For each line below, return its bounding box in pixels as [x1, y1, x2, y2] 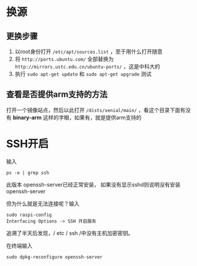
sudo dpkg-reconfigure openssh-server [6, 254, 103, 260]
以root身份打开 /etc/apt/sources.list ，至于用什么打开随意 [14, 48, 163, 55]
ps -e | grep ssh [6, 169, 50, 176]
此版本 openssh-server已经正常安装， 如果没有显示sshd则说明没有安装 [6, 181, 181, 188]
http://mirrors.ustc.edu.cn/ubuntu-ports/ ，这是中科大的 [14, 63, 161, 70]
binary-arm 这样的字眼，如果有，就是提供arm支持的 [13, 114, 142, 121]
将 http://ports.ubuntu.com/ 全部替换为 [14, 55, 114, 63]
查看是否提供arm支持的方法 [6, 89, 108, 100]
